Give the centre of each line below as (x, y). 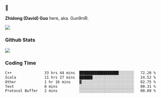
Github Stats (20, 40)
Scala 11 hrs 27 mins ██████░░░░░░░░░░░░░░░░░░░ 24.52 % (80, 77)
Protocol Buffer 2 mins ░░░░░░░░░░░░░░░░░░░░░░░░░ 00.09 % (80, 91)
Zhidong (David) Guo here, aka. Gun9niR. (47, 18)
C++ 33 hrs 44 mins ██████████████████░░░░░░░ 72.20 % (80, 73)
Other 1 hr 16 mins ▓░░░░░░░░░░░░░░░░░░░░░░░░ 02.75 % (80, 82)
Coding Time (21, 63)
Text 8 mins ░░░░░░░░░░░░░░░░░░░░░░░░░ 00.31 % (80, 86)
